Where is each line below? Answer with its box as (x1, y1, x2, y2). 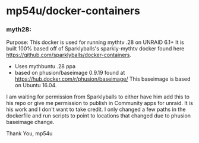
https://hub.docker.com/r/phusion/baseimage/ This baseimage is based (14, 75, 191, 82)
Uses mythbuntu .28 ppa (14, 63, 76, 70)
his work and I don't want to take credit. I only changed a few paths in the (6, 106, 186, 113)
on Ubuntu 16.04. (14, 82, 57, 89)
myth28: (6, 26, 31, 34)
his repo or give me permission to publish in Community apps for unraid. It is (6, 100, 193, 107)
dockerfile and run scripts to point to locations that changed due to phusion (6, 112, 191, 119)
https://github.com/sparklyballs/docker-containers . (6, 52, 132, 59)
